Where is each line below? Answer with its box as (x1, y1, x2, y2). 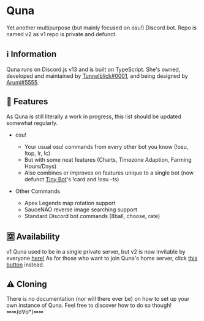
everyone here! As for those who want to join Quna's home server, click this (6, 255, 198, 262)
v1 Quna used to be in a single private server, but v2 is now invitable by (6, 248, 186, 255)
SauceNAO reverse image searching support (24, 206, 138, 213)
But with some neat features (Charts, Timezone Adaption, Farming (24, 156, 192, 163)
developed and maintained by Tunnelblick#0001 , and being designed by (6, 72, 188, 80)
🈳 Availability (6, 231, 60, 242)
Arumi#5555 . (6, 78, 39, 86)
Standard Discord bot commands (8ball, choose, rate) (24, 212, 161, 219)
